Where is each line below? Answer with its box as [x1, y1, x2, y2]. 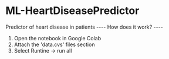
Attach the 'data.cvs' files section [13, 41, 95, 48]
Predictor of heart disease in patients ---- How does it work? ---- [5, 23, 164, 30]
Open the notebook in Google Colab [13, 34, 102, 41]
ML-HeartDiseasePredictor [5, 4, 140, 18]
